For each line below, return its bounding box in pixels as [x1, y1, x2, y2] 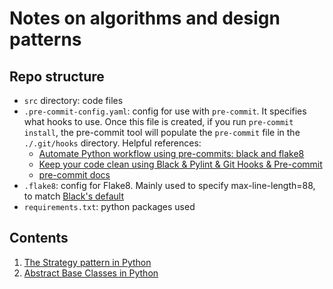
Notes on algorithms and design [9, 7, 281, 30]
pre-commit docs [38, 169, 111, 181]
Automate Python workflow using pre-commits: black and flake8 [38, 148, 305, 159]
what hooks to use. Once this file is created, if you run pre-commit [23, 116, 294, 127]
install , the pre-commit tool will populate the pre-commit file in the [23, 127, 301, 138]
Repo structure [9, 68, 105, 85]
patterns [9, 28, 82, 51]
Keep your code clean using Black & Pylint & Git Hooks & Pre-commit [38, 158, 323, 170]
